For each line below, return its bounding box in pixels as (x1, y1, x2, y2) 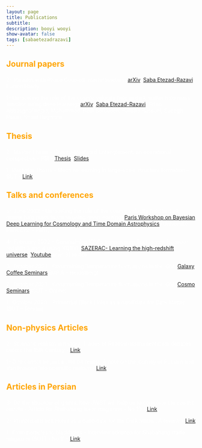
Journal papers (6, 59, 65, 69)
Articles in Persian (6, 381, 77, 391)
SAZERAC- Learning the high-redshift (81, 245, 174, 252)
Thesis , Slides (54, 155, 89, 162)
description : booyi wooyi (6, 25, 71, 32)
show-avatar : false (6, 31, 55, 37)
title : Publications (6, 14, 58, 20)
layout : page (6, 8, 39, 15)
